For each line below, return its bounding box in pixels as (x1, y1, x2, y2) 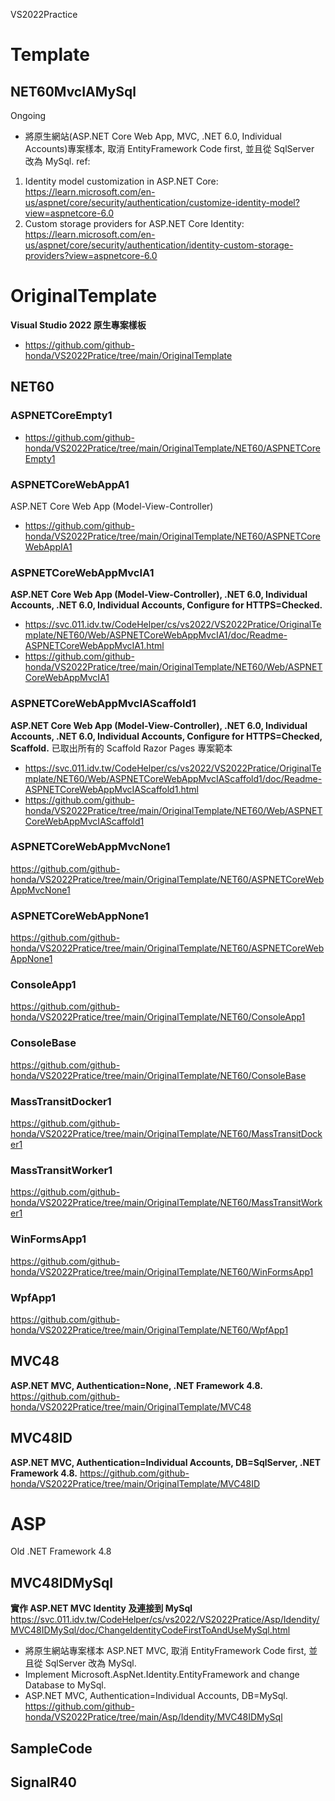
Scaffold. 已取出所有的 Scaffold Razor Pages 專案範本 (10, 742, 233, 754)
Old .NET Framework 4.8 (10, 1545, 112, 1558)
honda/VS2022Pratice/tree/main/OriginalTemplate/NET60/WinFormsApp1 (10, 1265, 314, 1278)
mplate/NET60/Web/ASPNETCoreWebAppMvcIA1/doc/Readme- (24, 629, 288, 641)
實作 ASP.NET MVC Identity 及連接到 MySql (10, 1602, 193, 1614)
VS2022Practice (10, 9, 78, 20)
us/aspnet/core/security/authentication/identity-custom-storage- (24, 239, 294, 251)
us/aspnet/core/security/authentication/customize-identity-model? (24, 197, 300, 208)
